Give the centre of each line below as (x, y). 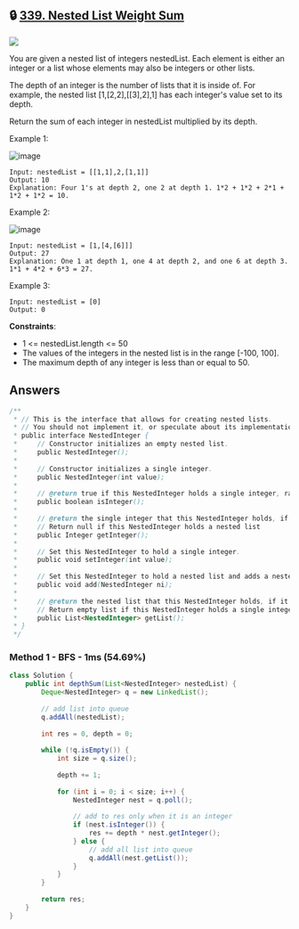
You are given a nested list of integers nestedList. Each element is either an (147, 58)
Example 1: (29, 138)
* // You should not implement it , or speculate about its (125, 428)
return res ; (64, 900)
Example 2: (30, 212)
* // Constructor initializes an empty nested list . (121, 444)
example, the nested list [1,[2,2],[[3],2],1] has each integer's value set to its (146, 94)
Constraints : (32, 326)
